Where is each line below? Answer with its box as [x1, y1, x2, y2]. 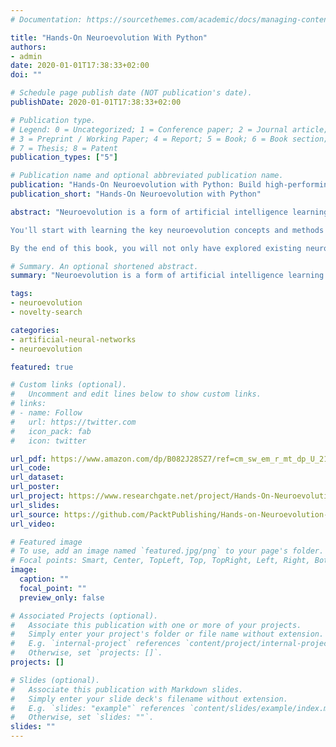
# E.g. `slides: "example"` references [10, 703, 186, 713]
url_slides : [10, 500, 60, 510]
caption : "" [19, 574, 70, 584]
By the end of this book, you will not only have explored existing [10, 243, 302, 253]
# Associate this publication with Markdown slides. [10, 684, 244, 695]
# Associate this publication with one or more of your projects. [10, 620, 302, 630]
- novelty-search [10, 307, 83, 317]
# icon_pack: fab [10, 426, 92, 436]
